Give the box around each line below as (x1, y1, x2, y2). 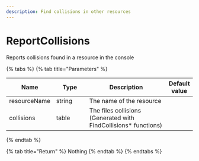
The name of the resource (89, 96, 162, 105)
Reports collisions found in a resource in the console (6, 54, 134, 61)
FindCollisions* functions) (89, 121, 163, 129)
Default (168, 79, 190, 88)
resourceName (9, 96, 51, 105)
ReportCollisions (6, 34, 90, 47)
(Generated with (89, 114, 135, 122)
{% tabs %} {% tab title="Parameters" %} (6, 65, 108, 72)
